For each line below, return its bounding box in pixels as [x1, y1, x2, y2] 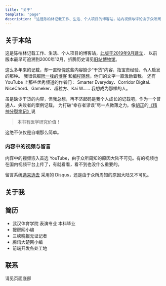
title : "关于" [5, 7, 33, 12]
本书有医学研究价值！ [17, 119, 61, 125]
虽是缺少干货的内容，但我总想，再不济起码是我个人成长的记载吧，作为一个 [5, 96, 157, 102]
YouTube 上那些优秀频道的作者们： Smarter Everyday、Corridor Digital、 [5, 79, 154, 85]
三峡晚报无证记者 [12, 232, 47, 238]
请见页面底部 [5, 275, 31, 281]
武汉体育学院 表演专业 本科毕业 [12, 220, 76, 226]
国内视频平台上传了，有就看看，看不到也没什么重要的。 [9, 162, 122, 168]
